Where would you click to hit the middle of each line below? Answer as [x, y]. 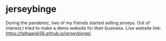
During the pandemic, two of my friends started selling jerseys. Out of [78, 23]
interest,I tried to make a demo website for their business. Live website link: [84, 28]
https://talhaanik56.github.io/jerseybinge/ [48, 33]
